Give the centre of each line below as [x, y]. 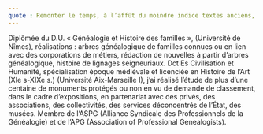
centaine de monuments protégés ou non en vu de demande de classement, [132, 88]
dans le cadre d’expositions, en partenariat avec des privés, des [112, 96]
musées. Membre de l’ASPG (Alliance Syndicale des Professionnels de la [126, 113]
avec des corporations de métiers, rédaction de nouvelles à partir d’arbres [129, 54]
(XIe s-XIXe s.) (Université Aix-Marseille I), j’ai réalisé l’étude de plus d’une [128, 80]
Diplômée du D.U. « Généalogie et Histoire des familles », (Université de [125, 38]
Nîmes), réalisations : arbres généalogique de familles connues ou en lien [127, 46]
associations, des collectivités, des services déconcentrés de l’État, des [125, 105]
